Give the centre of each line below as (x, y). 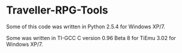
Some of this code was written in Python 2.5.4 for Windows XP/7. (86, 26)
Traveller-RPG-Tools (57, 10)
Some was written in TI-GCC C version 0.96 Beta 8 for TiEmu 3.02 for (91, 38)
